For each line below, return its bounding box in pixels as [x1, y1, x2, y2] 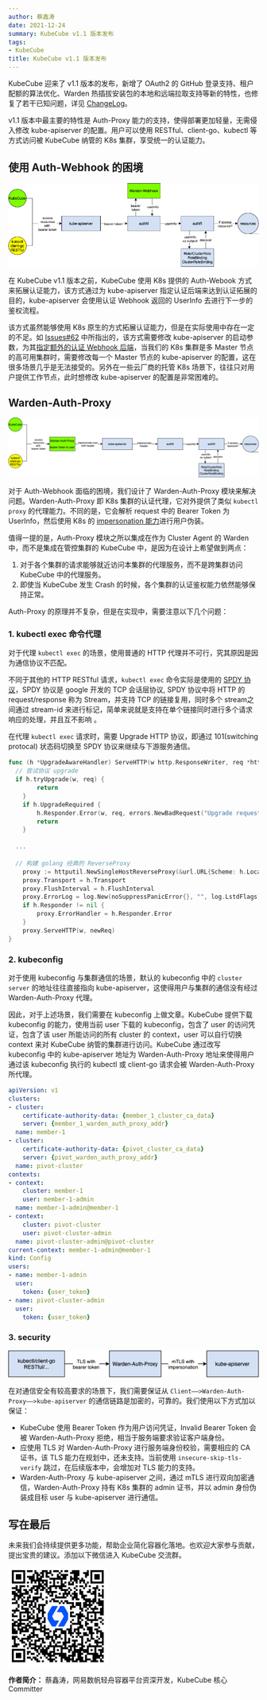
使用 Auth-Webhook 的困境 [8, 161, 144, 174]
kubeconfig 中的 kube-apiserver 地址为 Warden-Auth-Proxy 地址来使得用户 [8, 1049, 254, 1059]
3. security [8, 1332, 52, 1343]
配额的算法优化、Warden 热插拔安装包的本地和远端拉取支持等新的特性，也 [8, 88, 252, 98]
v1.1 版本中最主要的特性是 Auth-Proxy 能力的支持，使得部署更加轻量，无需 [8, 115, 250, 125]
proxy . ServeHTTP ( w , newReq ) [22, 926, 115, 935]
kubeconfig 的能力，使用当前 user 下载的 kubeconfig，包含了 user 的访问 [8, 1019, 249, 1029]
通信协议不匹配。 [14, 658, 72, 668]
